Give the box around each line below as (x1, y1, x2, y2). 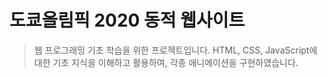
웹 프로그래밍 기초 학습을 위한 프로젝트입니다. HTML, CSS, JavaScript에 (33, 44, 318, 56)
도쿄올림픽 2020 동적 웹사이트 (9, 9, 246, 32)
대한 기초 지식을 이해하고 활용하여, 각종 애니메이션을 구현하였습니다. (33, 56, 299, 68)
